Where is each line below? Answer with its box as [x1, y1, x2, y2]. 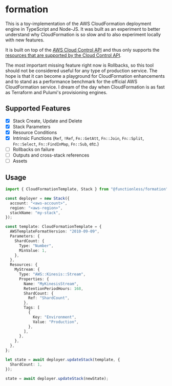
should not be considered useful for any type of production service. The [5, 68, 158, 74]
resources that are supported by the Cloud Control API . [5, 52, 122, 58]
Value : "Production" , [32, 319, 79, 325]
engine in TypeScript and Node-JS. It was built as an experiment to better [5, 26, 161, 32]
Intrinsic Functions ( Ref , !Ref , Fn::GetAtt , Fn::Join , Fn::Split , [12, 135, 144, 141]
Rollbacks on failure [12, 146, 55, 152]
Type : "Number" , [18, 243, 54, 248]
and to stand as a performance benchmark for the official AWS [5, 78, 138, 84]
